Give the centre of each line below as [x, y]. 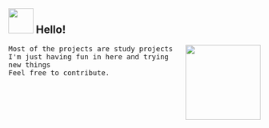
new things [30, 64]
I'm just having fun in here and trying [89, 56]
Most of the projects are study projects [91, 48]
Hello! [51, 30]
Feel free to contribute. [59, 72]
